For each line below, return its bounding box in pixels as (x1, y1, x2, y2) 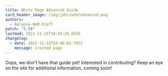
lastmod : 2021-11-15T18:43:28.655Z (5, 31, 81, 36)
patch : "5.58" (5, 27, 36, 32)
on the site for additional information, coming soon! (5, 65, 112, 71)
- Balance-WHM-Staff (10, 21, 53, 27)
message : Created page (14, 45, 62, 50)
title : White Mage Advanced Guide (5, 7, 79, 13)
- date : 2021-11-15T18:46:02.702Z (10, 41, 83, 46)
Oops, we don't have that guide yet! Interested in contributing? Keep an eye (5, 59, 163, 65)
